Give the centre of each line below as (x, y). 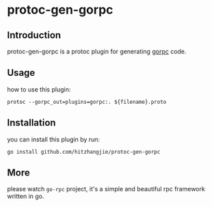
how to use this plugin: (39, 89)
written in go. (26, 196)
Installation (31, 123)
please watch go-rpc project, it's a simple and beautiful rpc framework (106, 189)
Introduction (34, 35)
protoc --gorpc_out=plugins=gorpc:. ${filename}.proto (87, 102)
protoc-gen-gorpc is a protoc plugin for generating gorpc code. (97, 51)
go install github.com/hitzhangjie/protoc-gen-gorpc (84, 152)
